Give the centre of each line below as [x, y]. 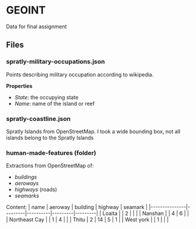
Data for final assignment [36, 26]
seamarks [27, 196]
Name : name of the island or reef [55, 103]
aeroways [27, 183]
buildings [26, 177]
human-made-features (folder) [51, 153]
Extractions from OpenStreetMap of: [50, 166]
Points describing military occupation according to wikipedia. [80, 75]
